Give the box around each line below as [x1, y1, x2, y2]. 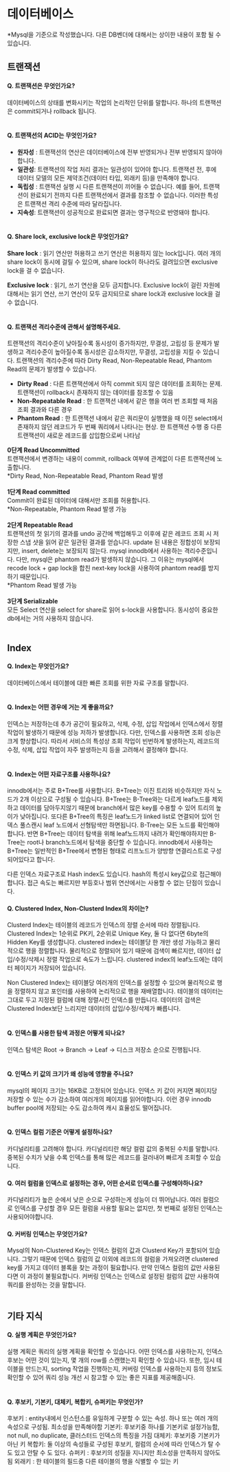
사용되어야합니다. [7, 1213, 54, 1221]
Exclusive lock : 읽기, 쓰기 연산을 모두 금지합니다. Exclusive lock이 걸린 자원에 [7, 280, 220, 289]
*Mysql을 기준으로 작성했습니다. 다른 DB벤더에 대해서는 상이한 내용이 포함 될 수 [7, 30, 222, 39]
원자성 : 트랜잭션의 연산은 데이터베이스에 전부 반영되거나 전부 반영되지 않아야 [16, 147, 223, 156]
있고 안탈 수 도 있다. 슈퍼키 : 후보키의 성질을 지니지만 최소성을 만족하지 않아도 [14, 1449, 221, 1457]
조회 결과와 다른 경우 [16, 406, 73, 414]
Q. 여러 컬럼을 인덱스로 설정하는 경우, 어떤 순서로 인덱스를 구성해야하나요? [7, 1179, 203, 1187]
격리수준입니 [184, 547, 218, 555]
